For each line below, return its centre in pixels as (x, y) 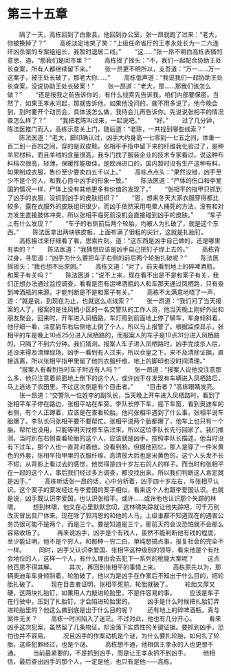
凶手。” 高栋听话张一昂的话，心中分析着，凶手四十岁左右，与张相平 (113, 481)
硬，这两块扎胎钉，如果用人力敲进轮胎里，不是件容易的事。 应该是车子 (113, 592)
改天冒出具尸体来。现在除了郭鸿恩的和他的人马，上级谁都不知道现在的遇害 (112, 515)
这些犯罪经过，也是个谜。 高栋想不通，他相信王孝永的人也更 (110, 644)
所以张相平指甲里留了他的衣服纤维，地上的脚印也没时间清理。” (118, 361)
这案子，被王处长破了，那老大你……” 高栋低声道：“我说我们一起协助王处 (115, 77)
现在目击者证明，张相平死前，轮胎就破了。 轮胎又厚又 (133, 584)
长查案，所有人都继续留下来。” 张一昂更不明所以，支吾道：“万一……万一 (114, 69)
